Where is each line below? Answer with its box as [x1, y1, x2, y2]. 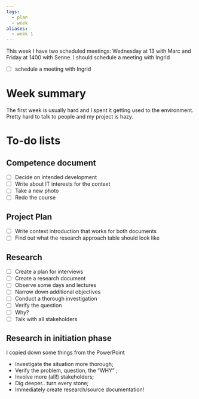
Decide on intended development [14, 174, 97, 181]
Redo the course [14, 194, 56, 201]
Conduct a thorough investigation [14, 295, 97, 303]
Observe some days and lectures [14, 282, 97, 289]
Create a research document [14, 275, 86, 282]
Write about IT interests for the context [14, 180, 111, 188]
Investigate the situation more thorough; [14, 361, 114, 368]
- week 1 [11, 31, 33, 37]
